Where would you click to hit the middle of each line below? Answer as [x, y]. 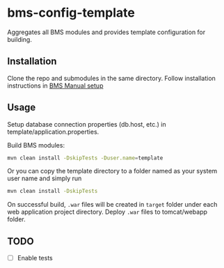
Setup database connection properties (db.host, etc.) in [87, 124]
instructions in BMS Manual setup [55, 86]
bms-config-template [71, 13]
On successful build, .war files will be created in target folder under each [112, 205]
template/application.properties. [53, 132]
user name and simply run [45, 178]
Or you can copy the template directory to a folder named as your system [112, 171]
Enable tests [35, 258]
